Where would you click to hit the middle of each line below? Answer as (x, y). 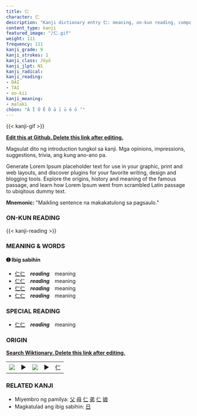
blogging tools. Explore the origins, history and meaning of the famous (91, 179)
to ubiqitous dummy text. (36, 192)
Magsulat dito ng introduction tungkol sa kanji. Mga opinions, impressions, (96, 149)
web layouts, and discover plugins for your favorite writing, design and (91, 173)
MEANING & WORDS (36, 245)
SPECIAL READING (33, 311)
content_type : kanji (31, 28)
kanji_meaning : (25, 98)
